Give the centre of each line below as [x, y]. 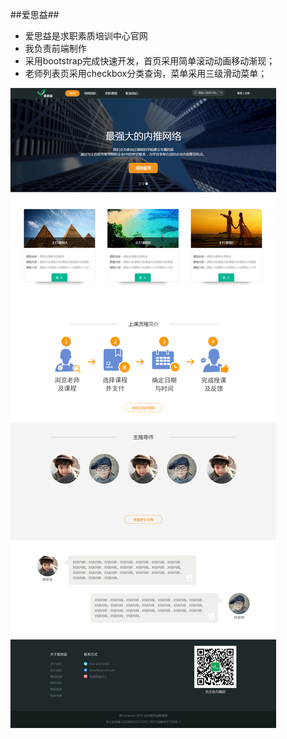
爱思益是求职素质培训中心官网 [86, 36]
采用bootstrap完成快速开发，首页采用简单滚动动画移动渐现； [150, 61]
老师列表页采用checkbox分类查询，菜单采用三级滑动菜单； [146, 73]
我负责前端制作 [55, 48]
